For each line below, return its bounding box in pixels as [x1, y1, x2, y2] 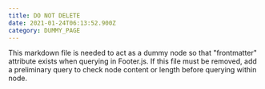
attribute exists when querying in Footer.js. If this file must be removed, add [8, 56, 258, 66]
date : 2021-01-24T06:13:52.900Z [8, 19, 116, 27]
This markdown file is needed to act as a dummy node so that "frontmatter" [8, 48, 258, 58]
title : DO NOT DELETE [8, 11, 81, 20]
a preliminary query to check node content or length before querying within [8, 65, 257, 75]
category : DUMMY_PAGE [8, 26, 81, 34]
